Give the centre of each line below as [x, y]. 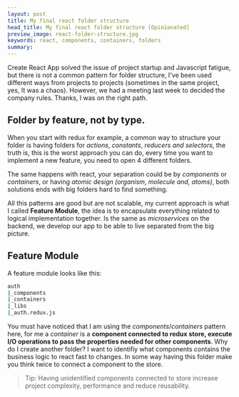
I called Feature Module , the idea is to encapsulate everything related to [113, 211]
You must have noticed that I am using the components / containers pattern [117, 326]
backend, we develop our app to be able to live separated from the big [111, 226]
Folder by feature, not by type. [76, 120]
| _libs [17, 306]
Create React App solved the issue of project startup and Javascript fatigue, [119, 67]
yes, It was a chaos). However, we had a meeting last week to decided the [116, 90]
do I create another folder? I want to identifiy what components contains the [119, 349]
